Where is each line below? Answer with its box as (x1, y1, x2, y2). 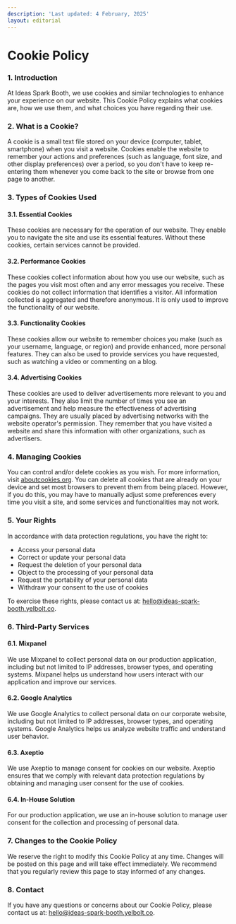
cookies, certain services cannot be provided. (7, 241, 141, 250)
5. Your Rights (7, 515, 56, 525)
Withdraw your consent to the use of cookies (17, 583, 149, 591)
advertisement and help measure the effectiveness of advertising (7, 404, 197, 413)
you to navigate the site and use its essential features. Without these (7, 233, 206, 242)
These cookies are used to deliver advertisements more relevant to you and (7, 390, 227, 398)
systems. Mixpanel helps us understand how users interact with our (7, 669, 204, 679)
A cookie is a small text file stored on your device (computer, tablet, (7, 137, 203, 146)
